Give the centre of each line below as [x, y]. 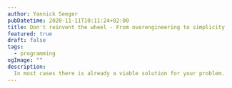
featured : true [30, 34]
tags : [15, 47]
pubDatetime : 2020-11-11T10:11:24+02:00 [69, 21]
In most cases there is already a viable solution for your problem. [119, 73]
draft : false [27, 40]
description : [27, 67]
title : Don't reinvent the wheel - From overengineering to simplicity [116, 27]
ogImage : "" [25, 60]
